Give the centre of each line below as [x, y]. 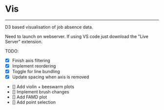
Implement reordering [34, 66]
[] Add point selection [34, 102]
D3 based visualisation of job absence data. [49, 27]
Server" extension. [24, 41]
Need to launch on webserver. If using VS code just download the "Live [77, 36]
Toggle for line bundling [36, 72]
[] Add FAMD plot [30, 97]
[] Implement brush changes [41, 92]
